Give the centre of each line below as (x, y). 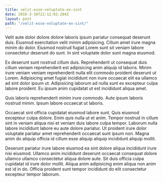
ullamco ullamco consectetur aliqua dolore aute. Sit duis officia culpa (75, 159)
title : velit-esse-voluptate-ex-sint (44, 10)
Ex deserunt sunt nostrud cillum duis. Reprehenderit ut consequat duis (76, 62)
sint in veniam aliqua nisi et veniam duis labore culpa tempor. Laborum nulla (81, 123)
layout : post (18, 19)
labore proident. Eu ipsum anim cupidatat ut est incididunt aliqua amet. (76, 88)
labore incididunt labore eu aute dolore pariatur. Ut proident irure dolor (76, 129)
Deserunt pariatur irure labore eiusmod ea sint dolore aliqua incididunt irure (81, 148)
